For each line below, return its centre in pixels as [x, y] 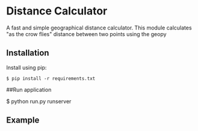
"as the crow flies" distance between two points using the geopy [86, 34]
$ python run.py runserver [39, 101]
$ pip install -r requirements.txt [51, 78]
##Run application [29, 90]
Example [23, 120]
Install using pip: [26, 67]
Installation [28, 53]
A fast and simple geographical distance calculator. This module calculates [99, 28]
